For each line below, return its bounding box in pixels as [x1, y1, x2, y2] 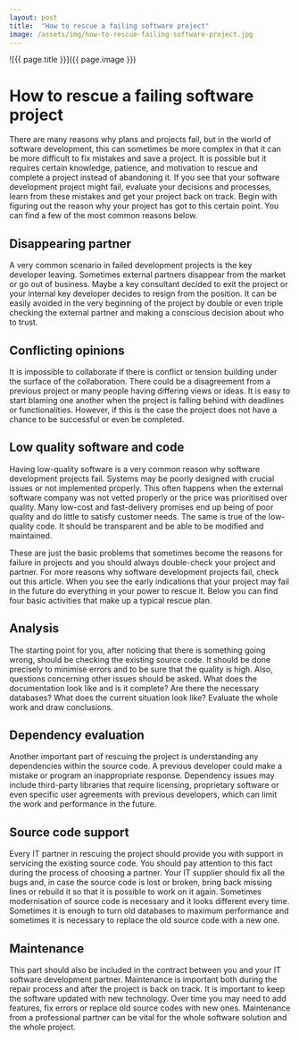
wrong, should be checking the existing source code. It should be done [9, 654, 271, 664]
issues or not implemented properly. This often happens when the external [9, 482, 284, 493]
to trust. [9, 317, 38, 327]
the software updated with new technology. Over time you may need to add [9, 994, 287, 1003]
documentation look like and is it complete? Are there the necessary [9, 682, 260, 693]
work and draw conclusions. [9, 701, 113, 712]
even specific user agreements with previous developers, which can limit [9, 789, 278, 800]
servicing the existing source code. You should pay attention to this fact [9, 858, 273, 868]
